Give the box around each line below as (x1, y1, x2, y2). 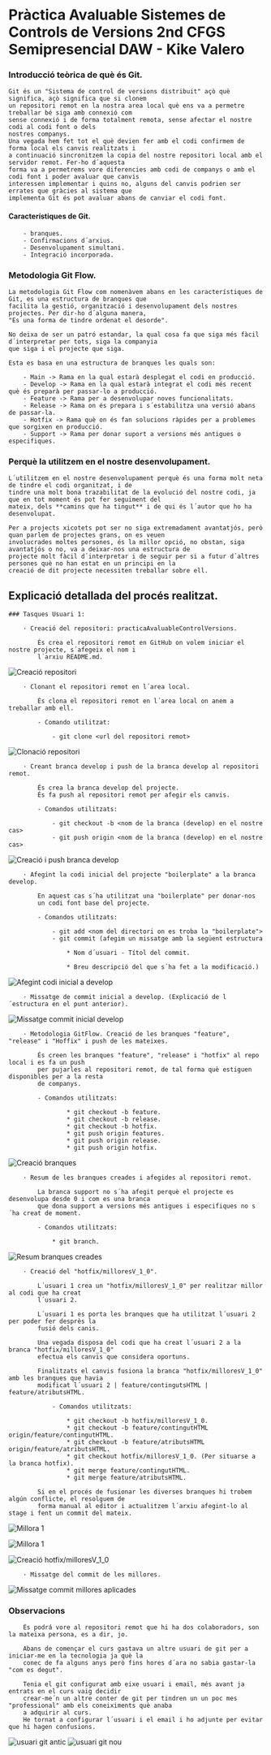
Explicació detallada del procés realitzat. (8, 589, 219, 603)
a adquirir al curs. (23, 1709, 92, 1717)
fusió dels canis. (37, 1325, 100, 1333)
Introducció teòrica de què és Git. (8, 69, 144, 80)
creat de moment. (23, 1209, 82, 1217)
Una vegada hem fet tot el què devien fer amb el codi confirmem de (8, 137, 245, 145)
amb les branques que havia (8, 1374, 104, 1382)
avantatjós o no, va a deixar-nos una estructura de (8, 546, 191, 554)
